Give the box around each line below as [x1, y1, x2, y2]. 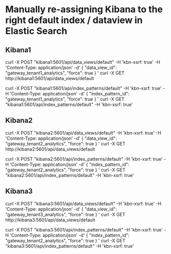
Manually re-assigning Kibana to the [5, 4, 163, 15]
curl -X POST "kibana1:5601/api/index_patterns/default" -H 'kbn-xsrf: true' [5, 85, 162, 91]
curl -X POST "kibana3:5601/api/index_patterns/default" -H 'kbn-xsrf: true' [5, 226, 163, 233]
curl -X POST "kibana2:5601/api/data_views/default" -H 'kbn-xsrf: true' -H [5, 130, 162, 136]
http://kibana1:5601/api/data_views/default [5, 75, 94, 81]
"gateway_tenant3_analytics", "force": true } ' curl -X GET [5, 211, 126, 217]
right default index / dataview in [5, 14, 143, 26]
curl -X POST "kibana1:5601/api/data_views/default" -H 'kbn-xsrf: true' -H [5, 59, 161, 65]
